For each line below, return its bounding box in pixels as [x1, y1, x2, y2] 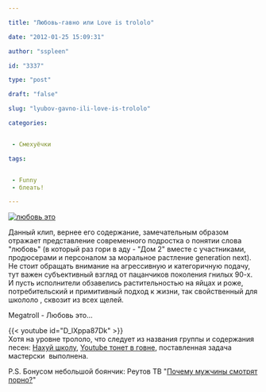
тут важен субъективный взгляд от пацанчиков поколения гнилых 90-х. [8, 270, 253, 279]
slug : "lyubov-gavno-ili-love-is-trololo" [8, 105, 151, 113]
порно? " [8, 375, 37, 385]
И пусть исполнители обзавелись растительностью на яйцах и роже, [8, 278, 244, 288]
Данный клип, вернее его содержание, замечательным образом [8, 227, 229, 237]
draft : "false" [8, 91, 59, 99]
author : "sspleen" [8, 47, 69, 56]
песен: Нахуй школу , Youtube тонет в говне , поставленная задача [8, 343, 232, 352]
